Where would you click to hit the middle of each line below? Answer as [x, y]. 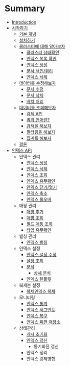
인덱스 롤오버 [39, 199]
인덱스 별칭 [37, 242]
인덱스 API [22, 150]
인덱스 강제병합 [41, 359]
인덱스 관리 [29, 156]
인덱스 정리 [37, 352]
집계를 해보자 [39, 138]
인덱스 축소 [37, 193]
